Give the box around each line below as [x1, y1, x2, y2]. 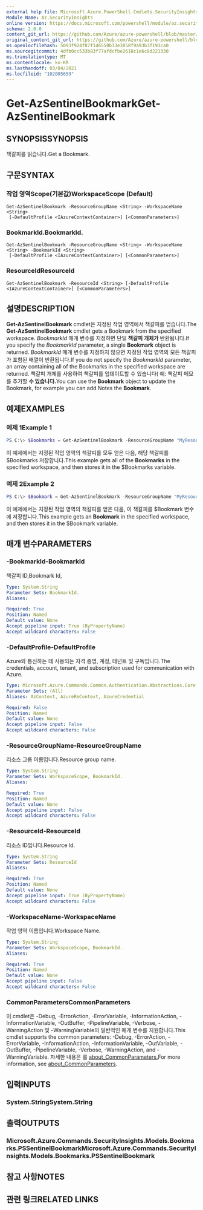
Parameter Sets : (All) [6, 688, 63, 694]
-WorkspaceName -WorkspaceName [6, 912, 117, 921]
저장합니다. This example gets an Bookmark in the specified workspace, [12, 513, 190, 520]
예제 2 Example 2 [6, 479, 54, 488]
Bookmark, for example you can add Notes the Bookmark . [6, 385, 152, 392]
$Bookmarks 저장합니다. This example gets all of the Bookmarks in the [6, 456, 180, 463]
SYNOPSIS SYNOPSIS [6, 134, 89, 144]
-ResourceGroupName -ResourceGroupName [6, 741, 142, 750]
